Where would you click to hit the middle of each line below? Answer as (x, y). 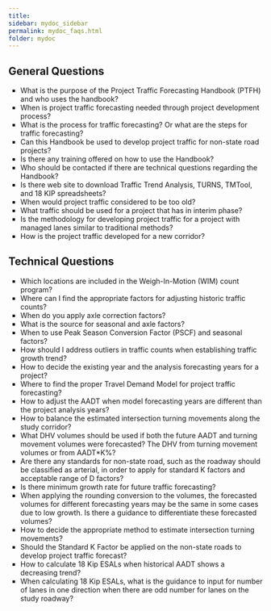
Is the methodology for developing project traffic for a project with (130, 220)
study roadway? (47, 598)
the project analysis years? (65, 409)
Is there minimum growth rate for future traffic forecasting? (118, 487)
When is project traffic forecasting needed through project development (140, 108)
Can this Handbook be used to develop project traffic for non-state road (140, 142)
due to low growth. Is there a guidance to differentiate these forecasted (138, 513)
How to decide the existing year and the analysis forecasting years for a (140, 366)
